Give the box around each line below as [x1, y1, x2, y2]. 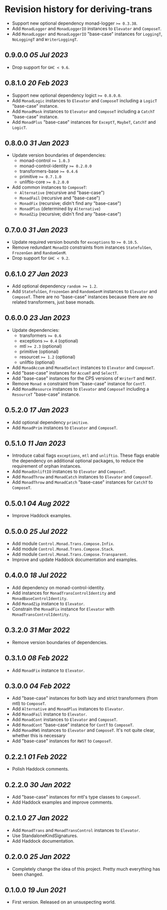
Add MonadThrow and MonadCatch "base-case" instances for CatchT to [12, 479, 153, 485]
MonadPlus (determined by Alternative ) [19, 205, 101, 212]
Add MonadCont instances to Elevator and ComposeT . [12, 717, 118, 723]
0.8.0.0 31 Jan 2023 [5, 138, 69, 147]
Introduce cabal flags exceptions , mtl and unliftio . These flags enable [12, 452, 159, 459]
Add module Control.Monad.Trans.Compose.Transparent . [12, 551, 128, 557]
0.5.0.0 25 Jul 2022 [5, 527, 68, 536]
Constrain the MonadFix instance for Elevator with [12, 606, 115, 612]
